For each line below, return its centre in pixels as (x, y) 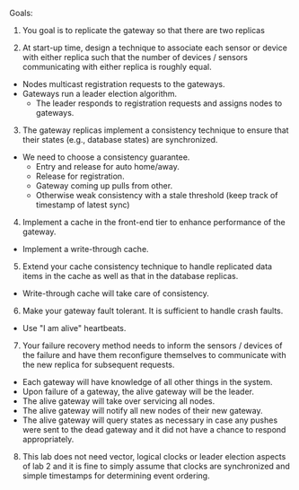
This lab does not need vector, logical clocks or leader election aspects (154, 456)
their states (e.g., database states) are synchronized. (120, 140)
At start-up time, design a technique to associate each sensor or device (154, 48)
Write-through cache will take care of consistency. (115, 293)
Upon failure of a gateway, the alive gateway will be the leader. (138, 391)
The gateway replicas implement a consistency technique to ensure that (155, 130)
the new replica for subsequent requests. (98, 364)
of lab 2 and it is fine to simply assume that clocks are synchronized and (156, 466)
